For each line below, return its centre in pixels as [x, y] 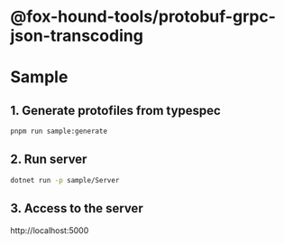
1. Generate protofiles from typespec [116, 110]
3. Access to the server [77, 208]
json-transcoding [77, 36]
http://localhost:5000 [50, 230]
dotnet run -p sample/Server [65, 180]
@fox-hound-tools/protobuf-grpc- [143, 17]
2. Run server [49, 160]
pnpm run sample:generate [59, 132]
